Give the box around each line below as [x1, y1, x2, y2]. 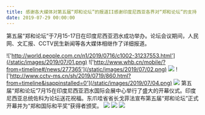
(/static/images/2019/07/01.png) [6, 58, 88, 66]
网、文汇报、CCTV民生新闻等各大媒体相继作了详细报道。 [6, 40, 151, 47]
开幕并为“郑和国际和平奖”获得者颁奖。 [6, 102, 103, 110]
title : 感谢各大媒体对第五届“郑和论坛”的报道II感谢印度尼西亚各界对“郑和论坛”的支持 [6, 9, 197, 15]
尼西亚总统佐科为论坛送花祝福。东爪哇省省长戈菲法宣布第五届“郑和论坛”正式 [6, 94, 199, 102]
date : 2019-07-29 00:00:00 [6, 15, 75, 21]
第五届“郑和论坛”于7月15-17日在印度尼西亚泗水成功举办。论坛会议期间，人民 [6, 32, 199, 40]
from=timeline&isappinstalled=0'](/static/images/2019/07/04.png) [6, 79, 173, 86]
